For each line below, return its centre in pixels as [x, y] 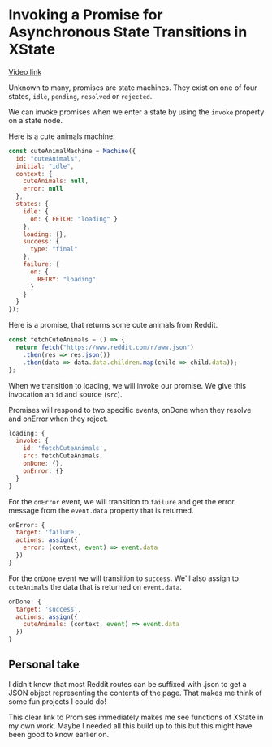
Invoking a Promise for [86, 15]
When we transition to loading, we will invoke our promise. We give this [127, 385]
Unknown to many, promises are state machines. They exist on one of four [133, 88]
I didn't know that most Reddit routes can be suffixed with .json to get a [127, 684]
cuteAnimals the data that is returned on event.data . [95, 586]
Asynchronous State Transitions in [128, 32]
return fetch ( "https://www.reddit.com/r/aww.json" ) [105, 348]
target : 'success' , [49, 609]
